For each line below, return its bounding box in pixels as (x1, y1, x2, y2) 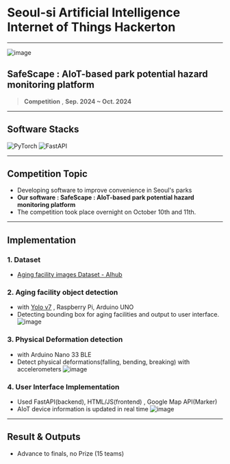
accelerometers (16, 365, 62, 373)
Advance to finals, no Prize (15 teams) (16, 449, 125, 457)
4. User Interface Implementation (7, 382, 120, 391)
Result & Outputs (7, 431, 81, 443)
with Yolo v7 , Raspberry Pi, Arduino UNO (16, 303, 134, 311)
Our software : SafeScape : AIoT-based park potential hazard (16, 193, 194, 202)
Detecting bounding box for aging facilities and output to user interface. (16, 310, 220, 319)
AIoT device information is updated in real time (16, 404, 149, 413)
